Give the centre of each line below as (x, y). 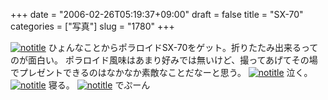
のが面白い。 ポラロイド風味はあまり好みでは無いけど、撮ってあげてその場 (164, 60)
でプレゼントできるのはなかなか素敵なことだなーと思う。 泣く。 (161, 72)
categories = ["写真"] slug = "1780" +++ (92, 26)
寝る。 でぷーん (99, 85)
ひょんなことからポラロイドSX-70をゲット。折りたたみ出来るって (183, 47)
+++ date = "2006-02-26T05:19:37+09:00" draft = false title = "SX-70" (157, 14)
